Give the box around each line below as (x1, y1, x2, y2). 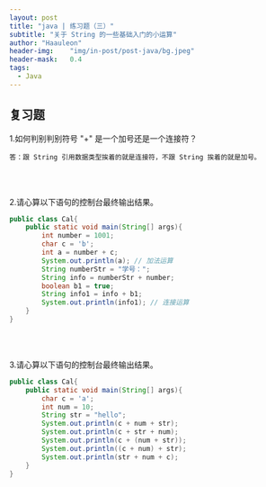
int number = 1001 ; (41, 231, 115, 240)
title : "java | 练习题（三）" (9, 22, 114, 31)
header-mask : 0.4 (9, 55, 83, 64)
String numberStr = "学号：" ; (41, 265, 151, 274)
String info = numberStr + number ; (41, 273, 175, 282)
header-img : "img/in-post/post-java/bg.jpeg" (9, 47, 195, 56)
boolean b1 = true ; (41, 281, 115, 291)
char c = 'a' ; (41, 393, 94, 403)
